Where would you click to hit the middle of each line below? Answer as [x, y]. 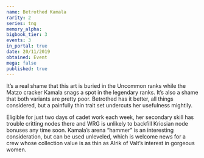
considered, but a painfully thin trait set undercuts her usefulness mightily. [100, 106]
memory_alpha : [24, 29]
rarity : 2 [19, 18]
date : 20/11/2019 [28, 52]
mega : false [21, 63]
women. [16, 149]
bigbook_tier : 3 [27, 35]
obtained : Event [27, 57]
